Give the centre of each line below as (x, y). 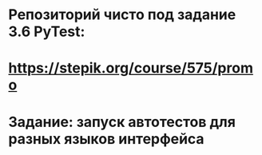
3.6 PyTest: (47, 32)
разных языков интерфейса (107, 139)
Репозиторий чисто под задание (122, 15)
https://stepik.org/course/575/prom (131, 68)
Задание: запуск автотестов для (122, 122)
